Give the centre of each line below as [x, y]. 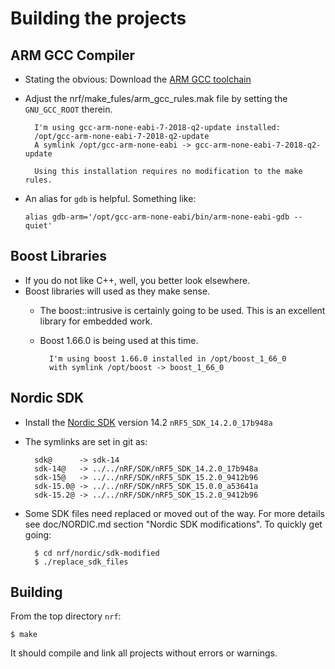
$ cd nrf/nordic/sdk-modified [97, 553]
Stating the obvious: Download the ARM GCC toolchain [138, 79]
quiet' [38, 226]
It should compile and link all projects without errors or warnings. [144, 653]
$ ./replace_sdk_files [81, 562]
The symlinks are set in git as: [86, 441]
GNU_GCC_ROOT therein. [68, 109]
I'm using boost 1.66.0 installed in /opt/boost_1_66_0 [167, 358]
